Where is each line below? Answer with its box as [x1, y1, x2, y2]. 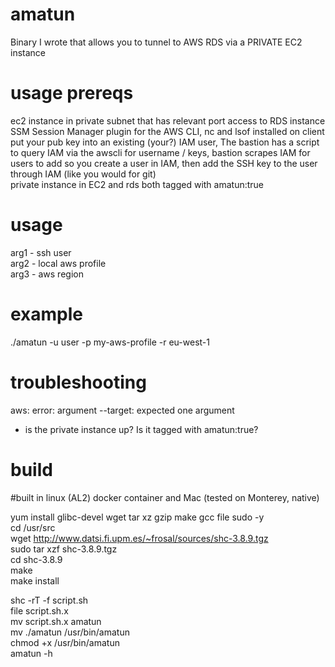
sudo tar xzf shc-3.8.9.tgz [10, 543, 118, 555]
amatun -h [10, 647, 53, 659]
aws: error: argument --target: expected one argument [10, 404, 235, 416]
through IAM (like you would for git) [10, 168, 157, 180]
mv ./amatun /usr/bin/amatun [10, 626, 130, 638]
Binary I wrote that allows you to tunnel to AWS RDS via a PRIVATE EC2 [10, 36, 303, 48]
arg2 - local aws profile [10, 257, 107, 269]
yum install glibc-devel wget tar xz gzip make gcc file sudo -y [10, 511, 265, 523]
